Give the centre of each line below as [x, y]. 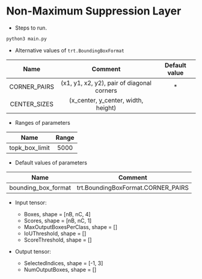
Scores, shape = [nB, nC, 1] [58, 221]
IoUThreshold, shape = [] [55, 233]
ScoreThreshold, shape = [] [58, 240]
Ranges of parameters [42, 122]
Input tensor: [31, 202]
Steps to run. [31, 28]
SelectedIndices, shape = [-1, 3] [63, 263]
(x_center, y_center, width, [106, 100]
